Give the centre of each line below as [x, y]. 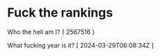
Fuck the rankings [60, 13]
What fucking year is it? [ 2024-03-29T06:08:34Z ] [81, 45]
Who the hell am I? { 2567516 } [51, 32]
